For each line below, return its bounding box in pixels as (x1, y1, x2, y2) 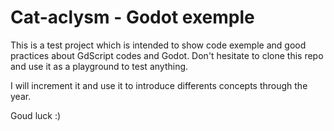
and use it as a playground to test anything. (10, 60, 189, 72)
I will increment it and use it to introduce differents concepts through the (10, 79, 308, 91)
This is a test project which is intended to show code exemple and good (10, 39, 307, 51)
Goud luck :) (10, 109, 62, 121)
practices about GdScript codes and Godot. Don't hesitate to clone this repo (10, 49, 324, 61)
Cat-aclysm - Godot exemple (10, 6, 255, 29)
